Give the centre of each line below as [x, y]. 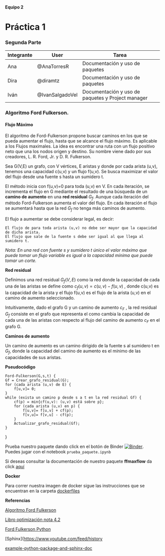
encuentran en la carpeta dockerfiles [42, 491]
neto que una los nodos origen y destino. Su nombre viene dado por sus [78, 151]
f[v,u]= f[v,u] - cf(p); [48, 415]
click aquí [15, 466]
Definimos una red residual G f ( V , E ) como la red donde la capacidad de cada [82, 280]
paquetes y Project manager [115, 98]
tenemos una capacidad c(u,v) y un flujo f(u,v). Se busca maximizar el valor [82, 171]
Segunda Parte [23, 42]
